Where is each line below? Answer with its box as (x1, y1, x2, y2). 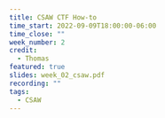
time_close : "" (9, 29, 66, 38)
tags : (9, 87, 29, 96)
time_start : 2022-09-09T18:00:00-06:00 (9, 21, 157, 30)
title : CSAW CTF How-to (9, 12, 98, 22)
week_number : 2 (9, 37, 66, 47)
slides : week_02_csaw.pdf (9, 71, 105, 80)
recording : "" (9, 79, 62, 88)
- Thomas (17, 54, 50, 63)
